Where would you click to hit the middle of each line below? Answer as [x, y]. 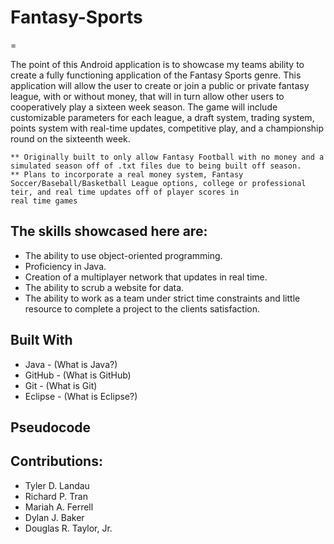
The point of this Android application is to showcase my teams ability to [157, 64]
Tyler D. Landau [57, 485]
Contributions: [56, 461]
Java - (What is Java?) [71, 364]
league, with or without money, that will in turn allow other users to [147, 96]
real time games [44, 201]
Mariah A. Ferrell [59, 507]
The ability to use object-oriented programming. [123, 255]
